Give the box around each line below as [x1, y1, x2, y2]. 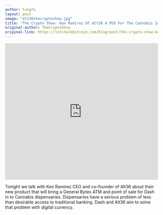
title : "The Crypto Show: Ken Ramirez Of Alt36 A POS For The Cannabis [5, 20, 153, 26]
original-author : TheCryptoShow [5, 25, 70, 30]
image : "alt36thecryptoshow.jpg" [5, 16, 73, 21]
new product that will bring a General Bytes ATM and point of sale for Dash [5, 189, 155, 195]
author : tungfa [5, 7, 36, 12]
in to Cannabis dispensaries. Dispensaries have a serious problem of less [5, 194, 151, 199]
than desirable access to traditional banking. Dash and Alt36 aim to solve [5, 199, 151, 205]
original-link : [5, 30, 36, 34]
